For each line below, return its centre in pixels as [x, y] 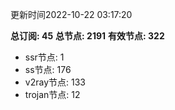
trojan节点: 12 [52, 94]
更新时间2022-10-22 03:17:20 [71, 14]
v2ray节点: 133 [55, 82]
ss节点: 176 [48, 69]
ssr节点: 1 [44, 57]
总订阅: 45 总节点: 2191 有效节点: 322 [87, 36]
